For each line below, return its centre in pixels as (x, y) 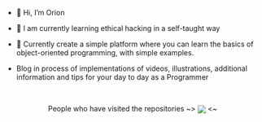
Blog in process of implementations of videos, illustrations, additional (132, 68)
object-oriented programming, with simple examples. (105, 52)
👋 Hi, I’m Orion (40, 13)
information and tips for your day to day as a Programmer (112, 77)
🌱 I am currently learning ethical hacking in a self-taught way (118, 28)
